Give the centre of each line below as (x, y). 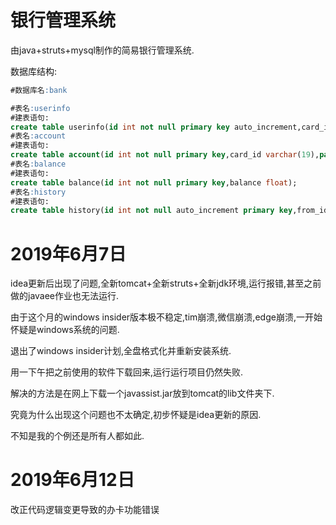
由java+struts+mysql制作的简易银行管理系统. (102, 50)
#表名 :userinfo (40, 108)
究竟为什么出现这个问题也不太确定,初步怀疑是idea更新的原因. (136, 415)
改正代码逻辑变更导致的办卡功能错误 (85, 510)
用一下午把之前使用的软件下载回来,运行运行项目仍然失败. (127, 372)
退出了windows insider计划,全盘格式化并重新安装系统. (121, 351)
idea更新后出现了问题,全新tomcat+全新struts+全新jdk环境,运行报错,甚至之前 (166, 283)
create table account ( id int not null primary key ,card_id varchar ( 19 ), (165, 155)
